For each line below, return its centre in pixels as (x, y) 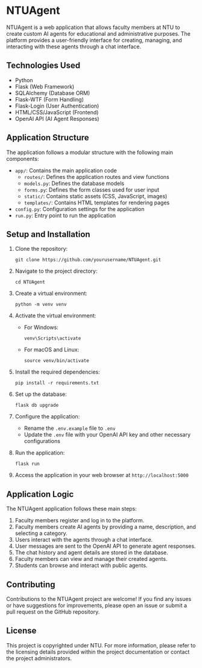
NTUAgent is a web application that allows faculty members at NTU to (93, 27)
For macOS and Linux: (52, 350)
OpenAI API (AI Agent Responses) (57, 118)
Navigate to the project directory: (56, 271)
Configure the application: (47, 417)
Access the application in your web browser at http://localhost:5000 (102, 475)
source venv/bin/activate (56, 361)
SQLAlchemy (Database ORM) (52, 93)
